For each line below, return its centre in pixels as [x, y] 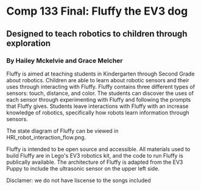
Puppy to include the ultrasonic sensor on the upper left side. [83, 168]
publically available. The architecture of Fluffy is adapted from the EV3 [95, 162]
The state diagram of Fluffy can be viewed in [62, 131]
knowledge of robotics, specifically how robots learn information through [98, 112]
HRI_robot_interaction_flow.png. [46, 137]
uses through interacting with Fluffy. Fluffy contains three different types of [101, 86]
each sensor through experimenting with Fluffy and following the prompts [99, 99]
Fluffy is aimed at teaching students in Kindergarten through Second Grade [100, 74]
